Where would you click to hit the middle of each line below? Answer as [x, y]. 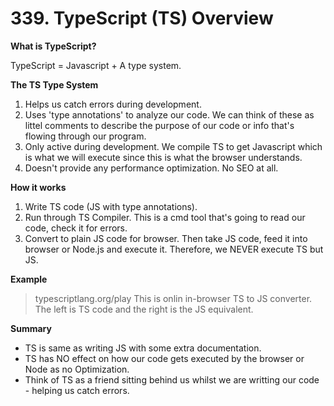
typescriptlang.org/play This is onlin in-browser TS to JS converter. [173, 298]
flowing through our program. [85, 136]
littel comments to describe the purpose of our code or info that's [159, 125]
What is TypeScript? [53, 46]
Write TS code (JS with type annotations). [111, 206]
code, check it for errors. [76, 228]
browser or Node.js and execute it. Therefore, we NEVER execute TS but [174, 249]
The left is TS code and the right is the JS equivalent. [144, 309]
